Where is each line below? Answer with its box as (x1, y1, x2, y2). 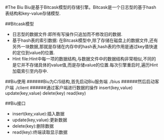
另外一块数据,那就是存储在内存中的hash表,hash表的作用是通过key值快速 (12, 44, 158, 49)
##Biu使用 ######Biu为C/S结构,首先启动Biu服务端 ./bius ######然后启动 (5, 79, 155, 84)
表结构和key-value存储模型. (5, 10, 61, 16)
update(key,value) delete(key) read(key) (5, 90, 86, 96)
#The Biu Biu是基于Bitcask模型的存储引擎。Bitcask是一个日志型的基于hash (5, 4, 156, 10)
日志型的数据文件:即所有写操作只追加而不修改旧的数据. (12, 31, 123, 37)
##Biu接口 (5, 100, 26, 106)
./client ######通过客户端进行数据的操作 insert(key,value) (14, 85, 133, 90)
